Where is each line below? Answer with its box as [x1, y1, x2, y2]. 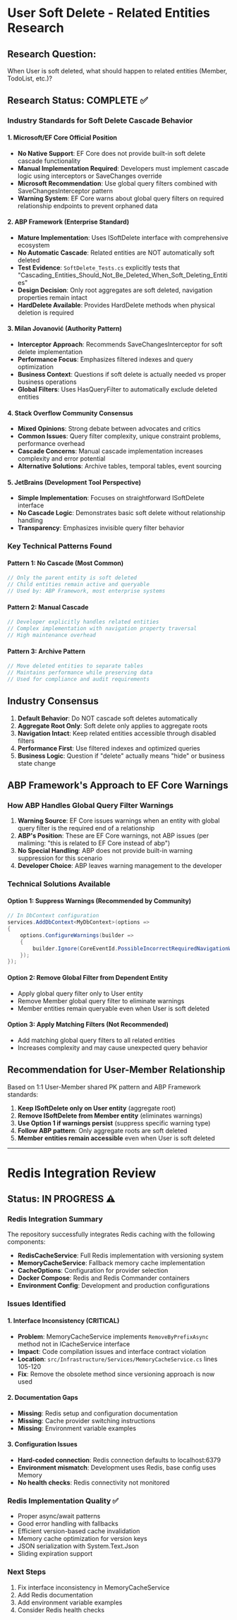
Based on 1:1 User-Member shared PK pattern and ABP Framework [7, 1082, 201, 1091]
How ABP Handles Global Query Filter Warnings [7, 800, 174, 810]
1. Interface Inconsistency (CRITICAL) [7, 1316, 120, 1324]
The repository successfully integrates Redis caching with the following [7, 1230, 215, 1239]
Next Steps [7, 1567, 47, 1577]
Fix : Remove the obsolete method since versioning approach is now [17, 1370, 215, 1378]
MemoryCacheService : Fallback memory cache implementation [17, 1259, 205, 1267]
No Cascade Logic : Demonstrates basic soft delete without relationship [17, 509, 226, 517]
